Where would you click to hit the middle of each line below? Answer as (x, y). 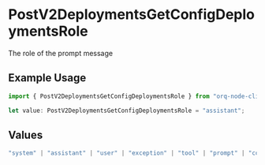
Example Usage (47, 78)
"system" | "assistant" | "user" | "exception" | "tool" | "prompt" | (127, 153)
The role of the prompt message (60, 53)
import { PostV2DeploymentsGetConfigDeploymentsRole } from (109, 96)
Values (26, 135)
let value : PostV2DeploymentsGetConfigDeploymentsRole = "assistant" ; (127, 111)
